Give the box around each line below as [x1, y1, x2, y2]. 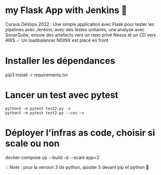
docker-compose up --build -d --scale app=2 [5, 154, 100, 160]
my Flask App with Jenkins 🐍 [5, 5, 127, 16]
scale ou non [5, 138, 60, 149]
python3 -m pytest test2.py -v [5, 106, 71, 111]
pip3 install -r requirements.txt [5, 71, 68, 77]
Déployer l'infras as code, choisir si [5, 127, 155, 138]
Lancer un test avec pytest [5, 90, 119, 101]
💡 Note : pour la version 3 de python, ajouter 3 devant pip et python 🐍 [5, 164, 149, 170]
